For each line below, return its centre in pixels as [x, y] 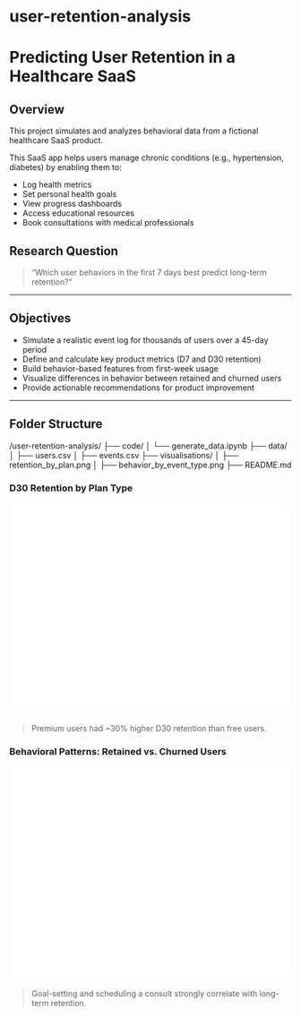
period [34, 349]
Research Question [64, 251]
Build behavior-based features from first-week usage [120, 368]
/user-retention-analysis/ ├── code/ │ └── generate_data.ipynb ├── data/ [149, 446]
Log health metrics [57, 184]
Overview [37, 109]
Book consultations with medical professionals [108, 223]
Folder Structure [56, 424]
